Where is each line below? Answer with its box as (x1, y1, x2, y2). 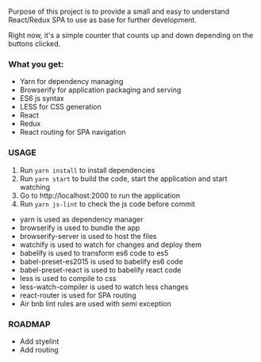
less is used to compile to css (19, 273, 117, 283)
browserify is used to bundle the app (19, 222, 140, 233)
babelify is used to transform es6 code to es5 (19, 248, 169, 257)
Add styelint (19, 337, 59, 346)
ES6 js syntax (19, 94, 65, 103)
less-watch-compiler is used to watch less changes (19, 282, 189, 291)
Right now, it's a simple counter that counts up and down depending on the (8, 31, 254, 40)
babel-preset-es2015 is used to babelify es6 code (19, 256, 184, 266)
